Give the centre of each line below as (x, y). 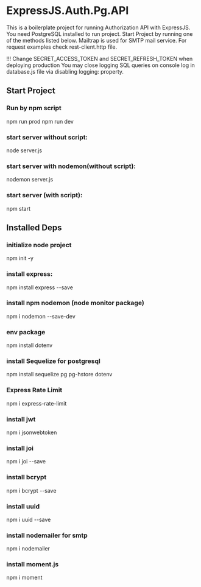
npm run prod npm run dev (40, 121)
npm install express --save (40, 287)
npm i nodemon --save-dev (41, 316)
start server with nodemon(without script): (71, 166)
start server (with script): (44, 195)
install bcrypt (26, 477)
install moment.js (33, 564)
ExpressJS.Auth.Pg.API (68, 11)
